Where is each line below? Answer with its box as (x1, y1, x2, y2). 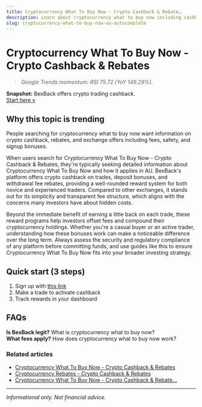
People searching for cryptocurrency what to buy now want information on (6, 130, 191, 137)
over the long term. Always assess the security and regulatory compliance (6, 236, 191, 243)
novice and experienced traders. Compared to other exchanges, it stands (6, 186, 188, 194)
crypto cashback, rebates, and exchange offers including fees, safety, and (6, 136, 191, 144)
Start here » (6, 97, 36, 104)
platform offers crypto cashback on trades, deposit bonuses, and (6, 174, 168, 181)
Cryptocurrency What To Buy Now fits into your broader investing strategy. (6, 249, 192, 256)
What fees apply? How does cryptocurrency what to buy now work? (6, 335, 177, 342)
